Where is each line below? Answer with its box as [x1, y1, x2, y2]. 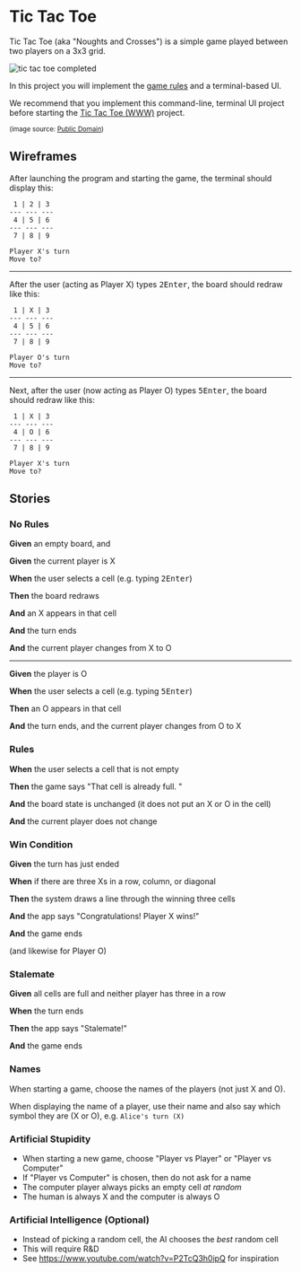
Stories [9, 491, 51, 506]
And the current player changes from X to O [9, 643, 172, 654]
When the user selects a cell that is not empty [9, 763, 179, 774]
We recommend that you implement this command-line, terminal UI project [9, 97, 285, 109]
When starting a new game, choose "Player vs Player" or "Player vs [21, 1153, 271, 1163]
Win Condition [9, 838, 73, 850]
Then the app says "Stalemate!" [9, 1023, 128, 1034]
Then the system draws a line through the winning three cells [9, 893, 236, 904]
